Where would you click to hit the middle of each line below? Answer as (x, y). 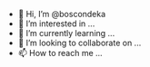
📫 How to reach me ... (60, 53)
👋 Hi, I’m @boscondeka (62, 14)
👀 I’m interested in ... (56, 24)
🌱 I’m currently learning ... (66, 33)
